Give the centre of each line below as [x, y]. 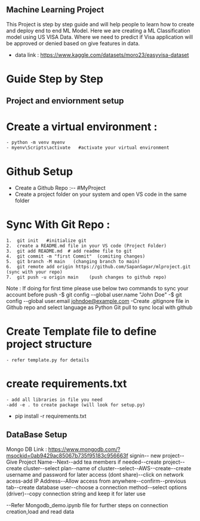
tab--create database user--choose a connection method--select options [96, 487]
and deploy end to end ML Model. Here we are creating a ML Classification [98, 30]
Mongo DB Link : [27, 449]
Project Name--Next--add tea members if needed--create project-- [102, 462]
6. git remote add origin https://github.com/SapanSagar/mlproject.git [99, 267]
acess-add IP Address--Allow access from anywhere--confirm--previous [96, 481]
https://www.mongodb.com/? [84, 449]
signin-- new [145, 455]
